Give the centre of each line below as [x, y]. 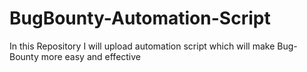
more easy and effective [91, 56]
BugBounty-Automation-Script [140, 18]
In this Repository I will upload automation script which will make [142, 46]
